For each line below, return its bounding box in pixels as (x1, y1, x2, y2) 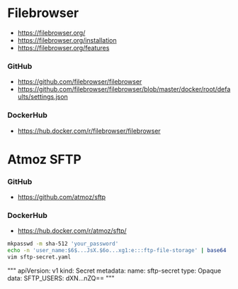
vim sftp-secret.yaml (7, 253, 72, 261)
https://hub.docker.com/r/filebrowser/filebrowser (17, 126, 161, 135)
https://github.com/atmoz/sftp (17, 193, 106, 202)
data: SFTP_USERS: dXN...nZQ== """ (7, 273, 115, 282)
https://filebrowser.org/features (17, 43, 110, 52)
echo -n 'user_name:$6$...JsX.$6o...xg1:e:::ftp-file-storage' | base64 (7, 247, 227, 254)
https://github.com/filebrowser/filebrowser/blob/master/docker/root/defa (17, 85, 231, 94)
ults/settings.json (17, 92, 69, 101)
